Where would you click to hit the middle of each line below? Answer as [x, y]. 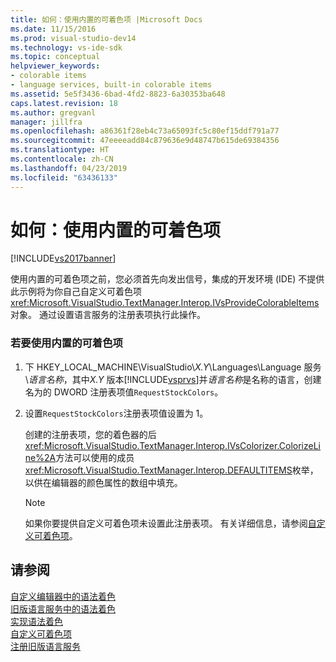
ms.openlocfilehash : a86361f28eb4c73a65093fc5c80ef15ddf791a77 [145, 131]
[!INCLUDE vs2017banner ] [63, 258]
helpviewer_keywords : [55, 66]
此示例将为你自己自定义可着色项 [76, 292]
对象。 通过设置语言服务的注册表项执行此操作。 [108, 315]
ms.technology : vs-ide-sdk [66, 47]
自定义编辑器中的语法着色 [63, 596]
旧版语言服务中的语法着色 [63, 608]
